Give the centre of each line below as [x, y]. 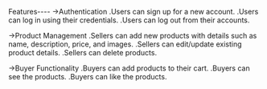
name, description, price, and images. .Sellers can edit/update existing [125, 44]
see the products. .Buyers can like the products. [88, 77]
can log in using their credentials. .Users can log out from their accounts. [129, 20]
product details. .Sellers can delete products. [83, 53]
